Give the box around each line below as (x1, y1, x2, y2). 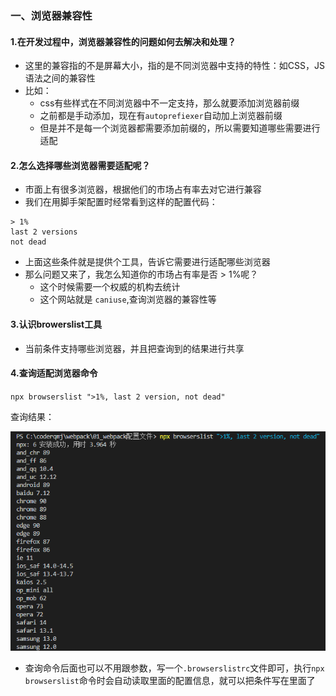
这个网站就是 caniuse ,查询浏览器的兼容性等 (39, 293, 217, 306)
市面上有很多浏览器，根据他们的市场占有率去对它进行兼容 (24, 183, 262, 196)
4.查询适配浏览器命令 (10, 367, 98, 379)
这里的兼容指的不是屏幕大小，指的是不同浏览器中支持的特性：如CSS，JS (24, 60, 325, 72)
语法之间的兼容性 (24, 72, 96, 84)
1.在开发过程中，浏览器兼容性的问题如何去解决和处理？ (10, 35, 237, 47)
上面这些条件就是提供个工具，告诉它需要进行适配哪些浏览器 (24, 256, 271, 268)
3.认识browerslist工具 (10, 318, 103, 330)
